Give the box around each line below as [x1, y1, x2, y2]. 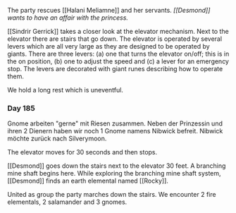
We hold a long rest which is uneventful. [7, 86, 123, 94]
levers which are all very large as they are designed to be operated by [7, 42, 210, 50]
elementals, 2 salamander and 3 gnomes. [7, 197, 128, 207]
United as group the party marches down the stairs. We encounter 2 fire [7, 190, 216, 199]
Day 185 [7, 103, 35, 113]
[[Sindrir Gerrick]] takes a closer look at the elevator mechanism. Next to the [7, 28, 229, 35]
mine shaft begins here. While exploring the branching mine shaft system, [7, 169, 221, 178]
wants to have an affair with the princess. [7, 13, 129, 22]
